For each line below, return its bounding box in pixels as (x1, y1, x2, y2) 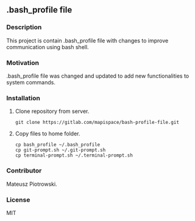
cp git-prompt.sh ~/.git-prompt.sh (15, 147, 106, 154)
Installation (6, 93, 41, 102)
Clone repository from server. (15, 107, 90, 115)
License (6, 195, 30, 204)
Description (6, 23, 42, 32)
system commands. (6, 78, 56, 86)
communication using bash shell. (6, 43, 90, 50)
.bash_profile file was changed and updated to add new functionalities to (6, 72, 190, 80)
